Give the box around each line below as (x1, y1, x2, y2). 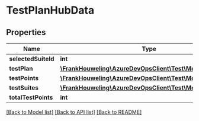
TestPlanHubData (6, 4, 95, 17)
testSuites (9, 84, 39, 92)
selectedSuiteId (9, 55, 54, 63)
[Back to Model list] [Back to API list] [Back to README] (6, 109, 142, 116)
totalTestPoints (9, 93, 53, 101)
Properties (6, 27, 46, 37)
